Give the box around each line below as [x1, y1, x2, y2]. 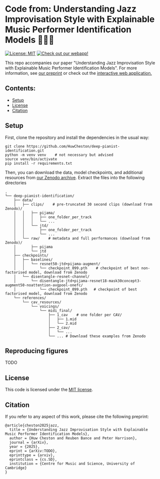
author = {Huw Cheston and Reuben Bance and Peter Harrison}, [9, 436, 137, 441]
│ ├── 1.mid [48, 317, 77, 322]
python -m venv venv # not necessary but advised [5, 152, 114, 157]
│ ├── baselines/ [14, 257, 53, 262]
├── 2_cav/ [48, 325, 70, 330]
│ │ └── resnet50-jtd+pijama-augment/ [14, 261, 101, 266]
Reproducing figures [5, 346, 69, 355]
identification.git [5, 148, 44, 153]
